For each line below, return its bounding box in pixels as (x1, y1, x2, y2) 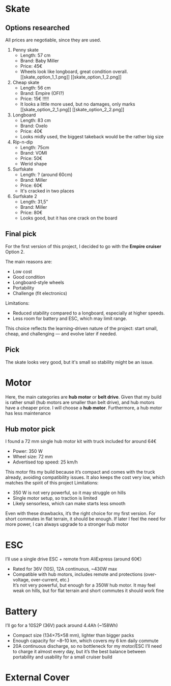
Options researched (5, 23, 70, 32)
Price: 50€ (20, 155, 42, 161)
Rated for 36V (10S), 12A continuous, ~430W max (12, 566, 118, 572)
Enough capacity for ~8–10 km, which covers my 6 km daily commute (12, 638, 159, 644)
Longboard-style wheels (12, 279, 65, 285)
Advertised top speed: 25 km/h (12, 459, 78, 465)
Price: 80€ (20, 210, 43, 215)
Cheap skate (12, 80, 40, 85)
